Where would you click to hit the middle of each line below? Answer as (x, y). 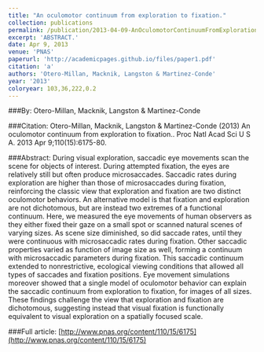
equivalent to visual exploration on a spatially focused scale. (106, 317)
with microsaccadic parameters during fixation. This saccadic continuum (126, 258)
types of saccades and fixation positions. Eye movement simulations (119, 275)
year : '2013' (29, 81)
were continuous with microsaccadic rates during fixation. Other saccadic (128, 241)
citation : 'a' (31, 67)
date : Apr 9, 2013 (38, 45)
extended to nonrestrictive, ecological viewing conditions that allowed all (126, 266)
